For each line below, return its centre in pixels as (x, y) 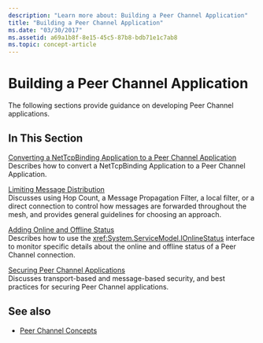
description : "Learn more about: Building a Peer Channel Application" (128, 15)
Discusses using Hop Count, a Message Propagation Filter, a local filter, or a (131, 197)
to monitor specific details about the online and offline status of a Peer (122, 246)
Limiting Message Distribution (56, 189)
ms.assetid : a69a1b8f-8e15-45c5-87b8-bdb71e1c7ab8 (93, 37)
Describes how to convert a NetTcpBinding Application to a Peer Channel (127, 165)
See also (30, 312)
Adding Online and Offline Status (61, 230)
